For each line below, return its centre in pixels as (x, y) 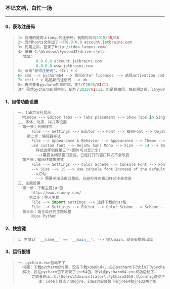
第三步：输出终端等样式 (43, 160)
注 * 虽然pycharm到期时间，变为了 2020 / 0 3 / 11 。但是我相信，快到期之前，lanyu (90, 90)
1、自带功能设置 (22, 101)
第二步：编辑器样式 (44, 136)
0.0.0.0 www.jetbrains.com (65, 66)
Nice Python (44, 216)
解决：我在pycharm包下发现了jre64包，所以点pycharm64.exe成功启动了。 (90, 272)
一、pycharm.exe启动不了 (41, 263)
